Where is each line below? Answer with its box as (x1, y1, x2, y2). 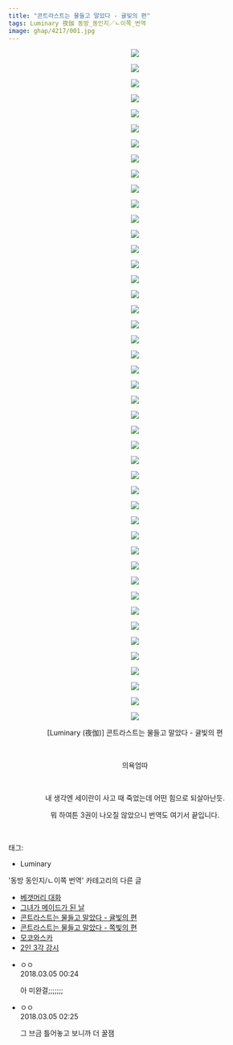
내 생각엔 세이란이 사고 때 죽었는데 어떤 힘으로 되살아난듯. (45, 793, 225, 803)
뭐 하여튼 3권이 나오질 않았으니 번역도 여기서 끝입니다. (50, 810, 220, 820)
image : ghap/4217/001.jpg (8, 27, 95, 35)
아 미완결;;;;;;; (19, 986, 63, 995)
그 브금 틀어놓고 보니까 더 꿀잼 (19, 1028, 115, 1038)
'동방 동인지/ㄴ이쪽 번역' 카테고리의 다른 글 (8, 875, 142, 885)
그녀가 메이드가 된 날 (19, 903, 85, 912)
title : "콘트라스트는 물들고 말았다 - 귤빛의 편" (8, 11, 151, 20)
